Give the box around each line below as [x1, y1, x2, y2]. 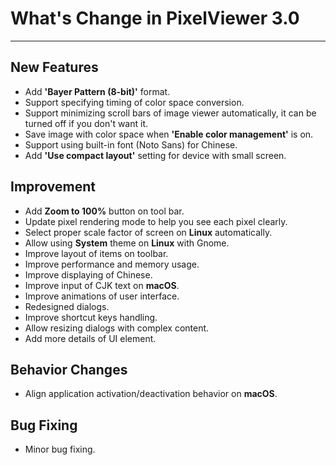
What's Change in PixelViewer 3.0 [10, 7, 300, 30]
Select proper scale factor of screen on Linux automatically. [24, 226, 273, 238]
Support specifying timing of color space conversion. [24, 96, 245, 108]
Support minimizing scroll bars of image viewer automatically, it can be [24, 107, 317, 119]
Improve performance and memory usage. [24, 258, 200, 270]
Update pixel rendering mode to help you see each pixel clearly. [24, 215, 288, 227]
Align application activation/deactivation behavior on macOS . [24, 388, 278, 400]
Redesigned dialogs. [24, 300, 110, 312]
